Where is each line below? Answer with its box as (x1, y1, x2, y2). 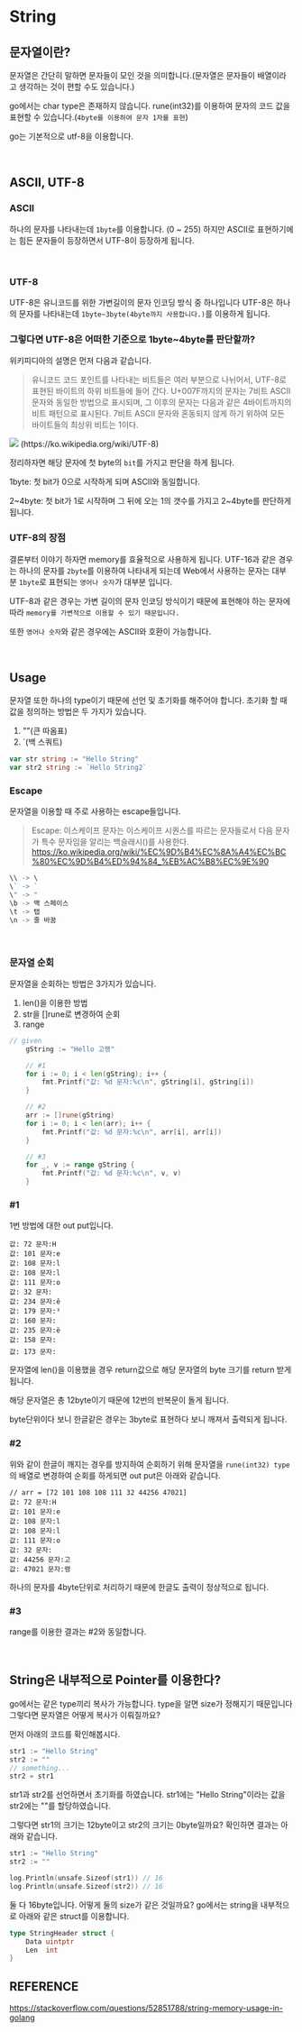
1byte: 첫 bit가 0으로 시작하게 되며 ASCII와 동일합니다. (9, 476, 201, 488)
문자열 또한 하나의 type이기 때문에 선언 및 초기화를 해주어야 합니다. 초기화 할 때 (9, 695, 288, 706)
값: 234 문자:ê (9, 1297, 61, 1306)
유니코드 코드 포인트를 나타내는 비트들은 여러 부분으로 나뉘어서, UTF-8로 (31, 374, 287, 385)
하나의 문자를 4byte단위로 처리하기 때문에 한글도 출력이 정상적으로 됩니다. (9, 1581, 269, 1592)
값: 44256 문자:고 (9, 1555, 71, 1564)
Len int (25, 1945, 59, 1954)
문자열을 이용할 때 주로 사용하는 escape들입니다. (9, 806, 181, 817)
